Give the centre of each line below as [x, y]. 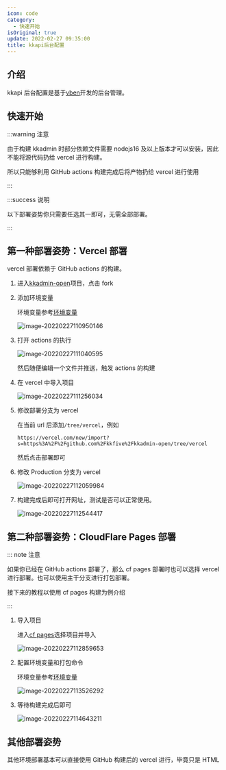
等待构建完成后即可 [44, 705]
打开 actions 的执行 [44, 340]
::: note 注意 [24, 555]
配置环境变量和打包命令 [50, 662]
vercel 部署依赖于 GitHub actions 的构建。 [66, 269]
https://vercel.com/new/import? [63, 438]
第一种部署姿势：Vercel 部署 [67, 251]
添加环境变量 [35, 298]
